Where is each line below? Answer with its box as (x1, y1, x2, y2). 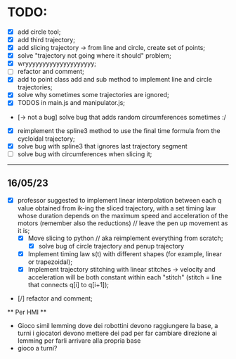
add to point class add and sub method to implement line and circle (17, 75, 213, 84)
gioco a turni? (17, 344, 58, 352)
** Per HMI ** (7, 308, 47, 316)
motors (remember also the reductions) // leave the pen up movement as (17, 219, 228, 227)
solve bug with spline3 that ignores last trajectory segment (17, 141, 188, 150)
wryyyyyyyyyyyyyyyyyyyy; (17, 59, 97, 68)
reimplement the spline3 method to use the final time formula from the (17, 126, 221, 134)
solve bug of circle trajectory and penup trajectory (38, 241, 185, 250)
